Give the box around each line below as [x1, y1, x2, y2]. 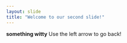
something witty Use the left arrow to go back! [6, 30, 122, 37]
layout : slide [6, 8, 42, 15]
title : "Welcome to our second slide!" [6, 14, 105, 20]
